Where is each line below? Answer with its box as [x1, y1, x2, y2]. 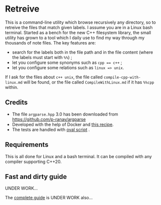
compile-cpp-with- [103, 75, 141, 80]
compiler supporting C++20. [5, 159, 62, 164]
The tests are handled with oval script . [12, 127, 90, 132]
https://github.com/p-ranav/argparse [12, 116, 86, 122]
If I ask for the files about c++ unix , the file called [5, 74, 103, 80]
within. [5, 84, 18, 90]
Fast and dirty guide [5, 173, 67, 181]
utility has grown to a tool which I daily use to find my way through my [5, 35, 145, 41]
